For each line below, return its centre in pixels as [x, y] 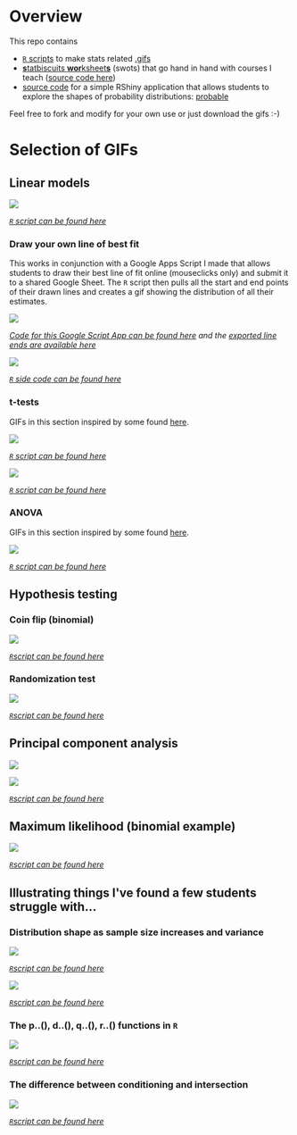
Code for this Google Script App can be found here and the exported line [143, 336]
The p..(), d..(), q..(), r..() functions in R [94, 1026]
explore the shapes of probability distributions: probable [125, 96]
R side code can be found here [66, 379]
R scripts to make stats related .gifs [87, 58]
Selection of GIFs [74, 150]
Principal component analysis [94, 743]
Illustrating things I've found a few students [133, 893]
